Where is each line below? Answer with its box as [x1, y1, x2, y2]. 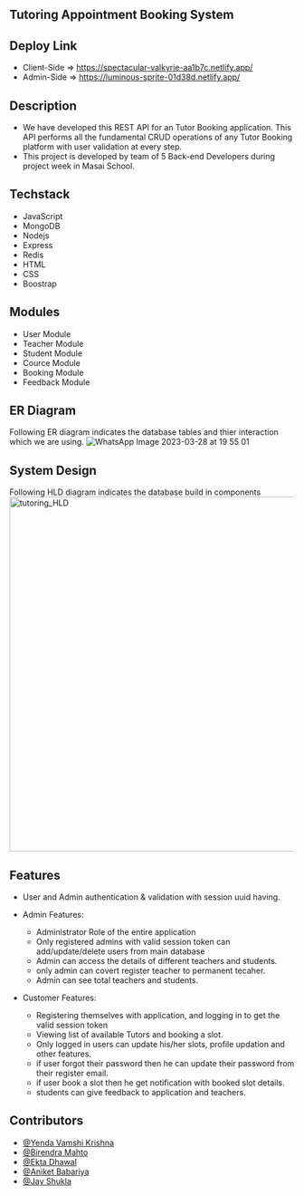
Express [22, 239, 53, 250]
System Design [9, 462, 97, 478]
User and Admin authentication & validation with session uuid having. [22, 891, 280, 902]
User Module [22, 328, 71, 339]
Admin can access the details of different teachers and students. [35, 956, 278, 967]
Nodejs [22, 230, 50, 241]
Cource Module [22, 357, 81, 368]
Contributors [9, 1113, 84, 1129]
